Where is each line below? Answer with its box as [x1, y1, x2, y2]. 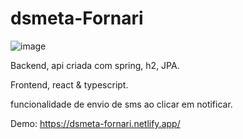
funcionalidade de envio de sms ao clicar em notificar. [10, 98, 233, 110]
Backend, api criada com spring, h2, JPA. [10, 59, 180, 71]
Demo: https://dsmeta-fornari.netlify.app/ [10, 117, 181, 129]
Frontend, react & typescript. [10, 78, 129, 91]
